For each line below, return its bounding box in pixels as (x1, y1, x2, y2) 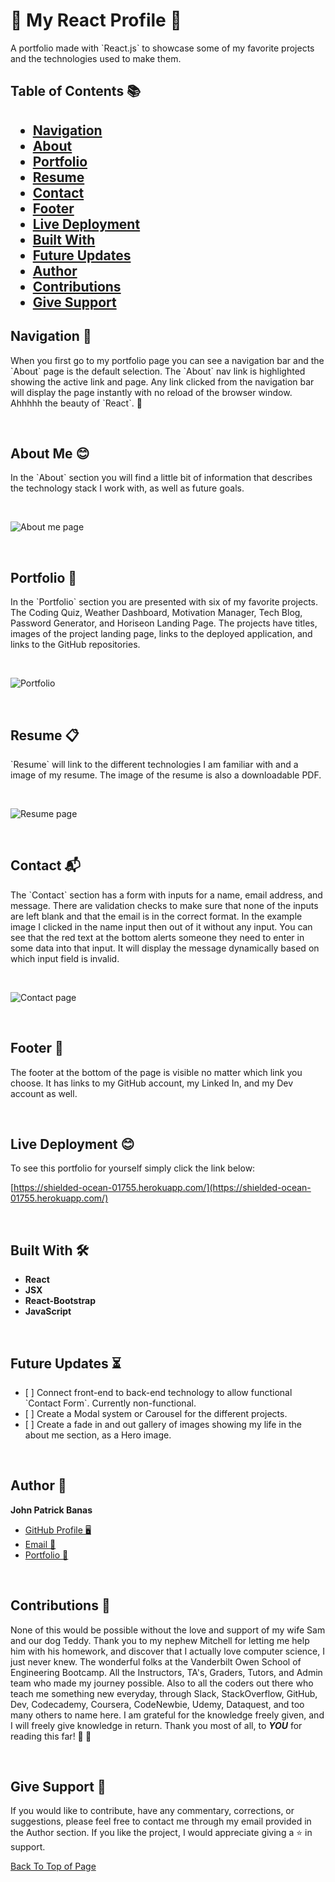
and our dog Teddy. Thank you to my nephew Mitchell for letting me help (10, 1634, 310, 1646)
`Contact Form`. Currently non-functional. (24, 1397, 197, 1409)
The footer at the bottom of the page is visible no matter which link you (10, 1066, 303, 1078)
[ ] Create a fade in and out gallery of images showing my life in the (24, 1419, 302, 1431)
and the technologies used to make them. (10, 52, 182, 64)
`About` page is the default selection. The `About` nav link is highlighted (10, 365, 306, 377)
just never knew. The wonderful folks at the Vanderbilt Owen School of (10, 1655, 302, 1668)
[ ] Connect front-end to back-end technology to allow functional (24, 1387, 293, 1399)
